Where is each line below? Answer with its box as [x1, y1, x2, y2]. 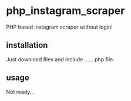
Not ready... [6, 88, 35, 95]
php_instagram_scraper [6, 4, 125, 18]
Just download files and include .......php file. [6, 55, 115, 62]
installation [6, 40, 48, 50]
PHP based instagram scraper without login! [6, 23, 113, 30]
